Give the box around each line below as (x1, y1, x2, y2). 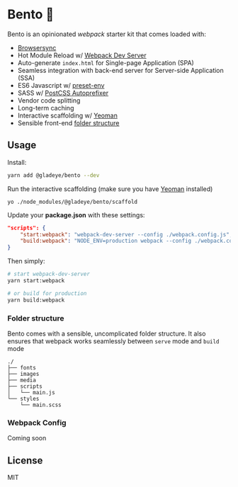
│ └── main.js (7, 389, 55, 396)
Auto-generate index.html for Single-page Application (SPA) (17, 58, 195, 67)
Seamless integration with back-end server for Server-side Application (17, 66, 225, 74)
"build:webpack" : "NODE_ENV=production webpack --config (20, 237, 192, 245)
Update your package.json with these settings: (7, 210, 145, 219)
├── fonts (7, 364, 37, 371)
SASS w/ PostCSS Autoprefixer (17, 88, 109, 97)
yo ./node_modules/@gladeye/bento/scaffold (7, 198, 138, 205)
